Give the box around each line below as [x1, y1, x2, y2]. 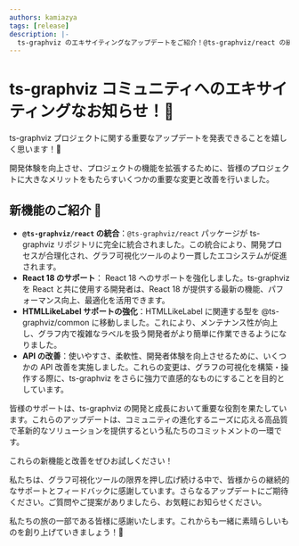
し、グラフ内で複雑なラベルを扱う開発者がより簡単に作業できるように [21, 328, 279, 339]
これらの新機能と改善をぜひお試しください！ [9, 456, 174, 466]
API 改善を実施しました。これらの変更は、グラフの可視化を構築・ [39, 362, 282, 372]
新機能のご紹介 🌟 [9, 203, 102, 218]
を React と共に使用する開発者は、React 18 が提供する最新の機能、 [21, 284, 269, 294]
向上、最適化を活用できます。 [61, 295, 171, 305]
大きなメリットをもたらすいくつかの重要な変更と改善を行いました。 [24, 174, 274, 185]
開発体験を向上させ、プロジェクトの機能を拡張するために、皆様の [9, 162, 251, 174]
